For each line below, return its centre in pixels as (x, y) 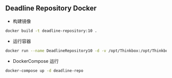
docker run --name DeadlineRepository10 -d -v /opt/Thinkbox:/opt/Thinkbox (88, 51)
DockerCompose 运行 (36, 61)
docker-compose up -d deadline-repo (44, 70)
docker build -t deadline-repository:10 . (51, 31)
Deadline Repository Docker (51, 8)
